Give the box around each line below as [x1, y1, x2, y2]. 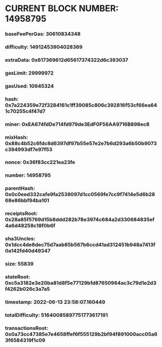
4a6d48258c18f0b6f [5, 222, 56, 229]
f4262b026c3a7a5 [5, 286, 50, 293]
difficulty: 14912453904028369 [5, 44, 83, 50]
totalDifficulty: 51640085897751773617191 [5, 312, 108, 318]
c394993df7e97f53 [5, 146, 52, 153]
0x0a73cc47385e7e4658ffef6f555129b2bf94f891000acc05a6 [5, 330, 158, 337]
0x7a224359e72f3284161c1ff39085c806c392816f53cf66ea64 [5, 101, 157, 108]
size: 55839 [5, 261, 34, 267]
